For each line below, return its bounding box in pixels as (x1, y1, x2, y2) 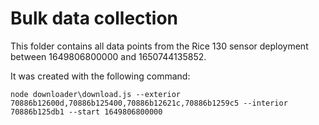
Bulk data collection (10, 7, 179, 30)
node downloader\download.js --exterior (10, 89, 182, 99)
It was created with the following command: (10, 70, 191, 82)
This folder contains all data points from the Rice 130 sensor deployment (10, 40, 309, 52)
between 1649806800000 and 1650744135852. (10, 50, 207, 62)
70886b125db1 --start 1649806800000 (10, 107, 163, 117)
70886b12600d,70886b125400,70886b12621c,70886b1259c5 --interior (10, 98, 288, 108)
